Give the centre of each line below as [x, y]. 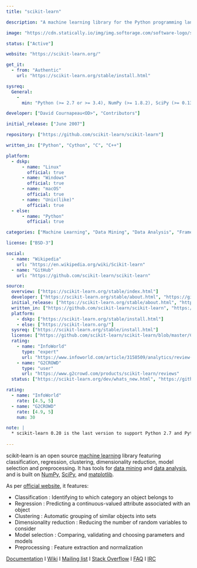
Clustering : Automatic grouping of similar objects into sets [85, 516]
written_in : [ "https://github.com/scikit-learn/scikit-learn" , [90, 308]
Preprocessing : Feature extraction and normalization [79, 547]
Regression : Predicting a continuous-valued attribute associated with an [102, 503]
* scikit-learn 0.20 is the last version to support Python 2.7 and [97, 434]
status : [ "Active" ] [30, 44]
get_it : [16, 65]
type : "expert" [40, 352]
